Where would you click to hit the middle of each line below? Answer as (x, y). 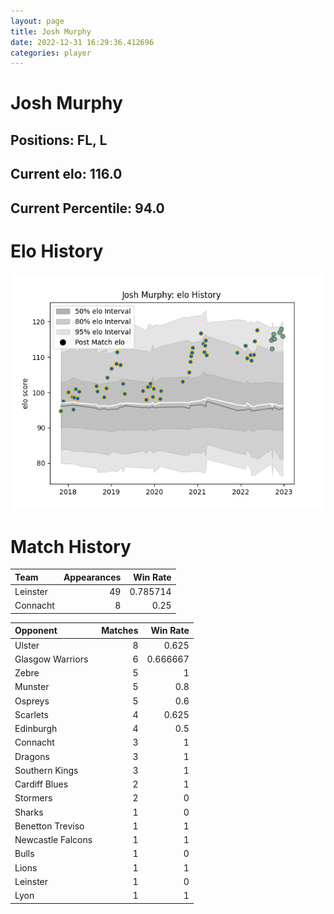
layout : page (37, 21)
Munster (32, 687)
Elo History (57, 251)
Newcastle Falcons (53, 840)
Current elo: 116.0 (66, 174)
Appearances (92, 577)
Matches (120, 631)
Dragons (32, 756)
